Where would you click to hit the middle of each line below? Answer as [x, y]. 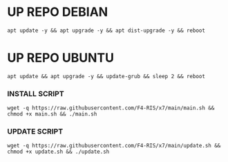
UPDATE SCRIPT [35, 132]
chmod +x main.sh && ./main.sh [52, 114]
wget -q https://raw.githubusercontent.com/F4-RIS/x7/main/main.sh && [111, 108]
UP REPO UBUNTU [61, 58]
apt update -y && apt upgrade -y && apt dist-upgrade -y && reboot [106, 30]
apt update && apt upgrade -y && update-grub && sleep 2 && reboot [106, 76]
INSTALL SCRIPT [36, 93]
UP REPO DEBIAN [58, 12]
